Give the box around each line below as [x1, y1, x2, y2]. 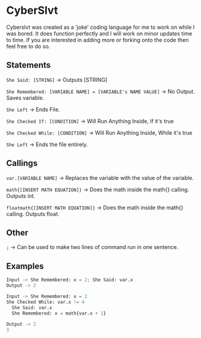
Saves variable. [6, 94, 45, 101]
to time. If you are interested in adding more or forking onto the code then [6, 36, 189, 43]
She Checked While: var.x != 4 [6, 299, 85, 305]
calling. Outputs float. [6, 210, 60, 217]
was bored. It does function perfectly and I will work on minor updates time [6, 29, 193, 37]
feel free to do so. [6, 43, 51, 50]
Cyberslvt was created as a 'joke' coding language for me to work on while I [6, 23, 195, 31]
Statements [6, 60, 51, 70]
